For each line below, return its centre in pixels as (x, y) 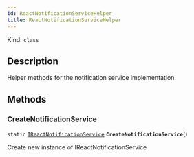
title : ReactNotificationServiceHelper (64, 20)
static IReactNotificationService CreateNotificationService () (97, 134)
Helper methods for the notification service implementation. (92, 78)
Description (33, 61)
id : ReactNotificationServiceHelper (60, 13)
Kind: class (23, 39)
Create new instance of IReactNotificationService (77, 147)
